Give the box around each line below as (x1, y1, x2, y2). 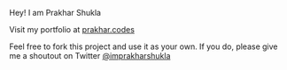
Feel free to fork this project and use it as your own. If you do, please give (9, 41, 278, 52)
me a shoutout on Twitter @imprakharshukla (9, 51, 171, 60)
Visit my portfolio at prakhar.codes (9, 24, 136, 34)
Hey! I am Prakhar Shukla (9, 8, 102, 17)
